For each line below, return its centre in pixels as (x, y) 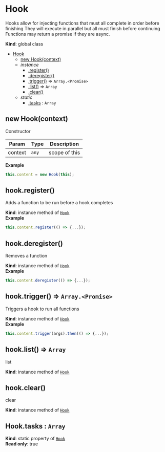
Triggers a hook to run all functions (42, 309)
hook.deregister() (34, 243)
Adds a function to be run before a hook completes (59, 203)
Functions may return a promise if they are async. (58, 34)
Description (64, 144)
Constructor (18, 131)
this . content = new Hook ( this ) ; (40, 175)
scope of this (64, 153)
